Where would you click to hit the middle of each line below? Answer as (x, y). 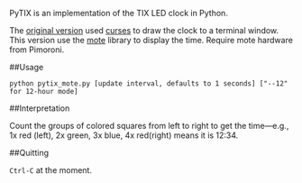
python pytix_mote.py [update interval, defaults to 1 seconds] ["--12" (149, 84)
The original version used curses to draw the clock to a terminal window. (144, 30)
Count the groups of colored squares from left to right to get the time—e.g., (149, 126)
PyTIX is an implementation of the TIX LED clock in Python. (119, 13)
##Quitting (29, 153)
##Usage (27, 67)
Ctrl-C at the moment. (51, 170)
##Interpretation (40, 108)
